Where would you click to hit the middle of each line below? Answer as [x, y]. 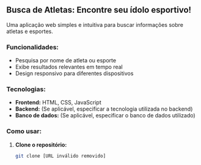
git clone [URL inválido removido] [60, 156]
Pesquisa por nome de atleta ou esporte [66, 61]
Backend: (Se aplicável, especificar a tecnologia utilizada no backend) [104, 109]
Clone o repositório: [41, 145]
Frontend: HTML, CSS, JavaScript [58, 103]
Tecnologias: [26, 89]
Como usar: [24, 131]
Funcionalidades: [33, 47]
